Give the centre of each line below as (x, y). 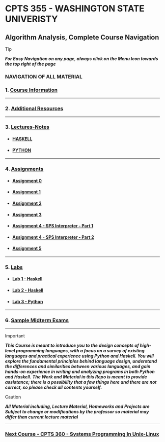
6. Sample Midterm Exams (37, 320)
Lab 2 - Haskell (28, 290)
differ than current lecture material (41, 417)
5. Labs (14, 267)
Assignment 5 (27, 248)
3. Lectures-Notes (27, 127)
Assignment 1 (26, 192)
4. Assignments (24, 169)
